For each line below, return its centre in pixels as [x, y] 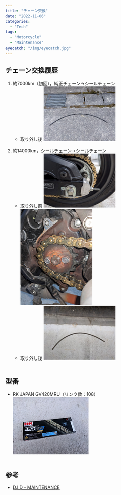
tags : [11, 32]
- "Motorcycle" [26, 37]
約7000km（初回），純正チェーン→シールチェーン [64, 83]
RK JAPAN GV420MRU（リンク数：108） [55, 394]
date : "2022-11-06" [26, 16]
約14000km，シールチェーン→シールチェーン [59, 150]
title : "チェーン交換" [27, 11]
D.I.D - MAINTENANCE [36, 487]
